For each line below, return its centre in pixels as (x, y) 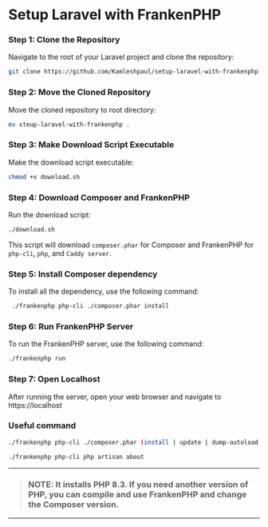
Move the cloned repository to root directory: (82, 110)
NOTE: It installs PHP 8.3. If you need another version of (138, 485)
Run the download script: (49, 215)
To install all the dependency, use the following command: (104, 291)
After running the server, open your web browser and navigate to (115, 397)
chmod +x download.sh (44, 177)
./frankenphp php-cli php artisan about (77, 457)
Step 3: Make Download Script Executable (91, 145)
